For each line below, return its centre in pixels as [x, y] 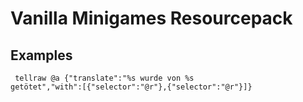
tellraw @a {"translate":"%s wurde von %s [104, 78]
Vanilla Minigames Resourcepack [151, 18]
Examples [41, 55]
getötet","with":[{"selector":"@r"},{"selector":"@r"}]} [131, 87]
